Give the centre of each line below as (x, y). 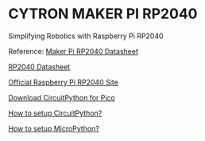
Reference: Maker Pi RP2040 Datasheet (73, 51)
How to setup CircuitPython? (55, 113)
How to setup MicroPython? (54, 128)
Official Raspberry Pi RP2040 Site (64, 82)
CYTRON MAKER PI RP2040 (103, 14)
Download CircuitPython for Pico (62, 97)
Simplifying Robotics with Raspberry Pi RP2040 (86, 36)
